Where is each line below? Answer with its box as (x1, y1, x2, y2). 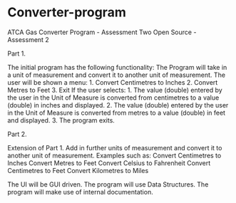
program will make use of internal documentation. (7, 187, 153, 196)
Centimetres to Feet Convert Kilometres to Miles (7, 166, 149, 175)
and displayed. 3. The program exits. (7, 115, 116, 125)
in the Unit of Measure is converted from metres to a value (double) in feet (7, 108, 226, 117)
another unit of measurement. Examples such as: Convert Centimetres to (7, 151, 222, 160)
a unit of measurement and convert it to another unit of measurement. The (7, 71, 226, 79)
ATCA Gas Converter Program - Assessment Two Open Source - (7, 28, 197, 36)
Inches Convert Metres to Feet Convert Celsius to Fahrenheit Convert (7, 158, 211, 167)
